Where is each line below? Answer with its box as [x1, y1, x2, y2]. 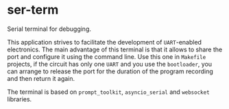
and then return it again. [7, 74, 75, 82]
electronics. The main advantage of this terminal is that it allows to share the [7, 45, 223, 53]
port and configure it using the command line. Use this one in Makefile [7, 52, 206, 60]
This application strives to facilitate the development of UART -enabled [7, 38, 202, 46]
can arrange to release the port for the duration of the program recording [7, 67, 214, 75]
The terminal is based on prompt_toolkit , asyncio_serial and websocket [7, 88, 210, 96]
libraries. [7, 95, 32, 103]
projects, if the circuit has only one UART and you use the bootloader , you [7, 60, 213, 68]
